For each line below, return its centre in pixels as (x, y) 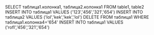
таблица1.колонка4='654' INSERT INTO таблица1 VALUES (64, 22)
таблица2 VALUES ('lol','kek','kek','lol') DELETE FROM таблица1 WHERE (77, 17)
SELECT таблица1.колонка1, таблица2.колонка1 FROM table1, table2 (75, 7)
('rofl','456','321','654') (27, 27)
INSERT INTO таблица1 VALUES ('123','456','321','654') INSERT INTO (74, 12)
